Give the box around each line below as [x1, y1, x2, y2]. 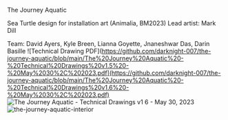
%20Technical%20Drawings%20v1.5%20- [7, 62, 129, 69]
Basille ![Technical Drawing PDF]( [7, 47, 102, 55]
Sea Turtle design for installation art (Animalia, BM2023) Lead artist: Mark [7, 19, 216, 27]
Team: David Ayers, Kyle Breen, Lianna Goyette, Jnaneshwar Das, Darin [7, 40, 210, 47]
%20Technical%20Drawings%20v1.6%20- [7, 84, 129, 91]
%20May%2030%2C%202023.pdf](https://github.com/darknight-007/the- [7, 69, 221, 77]
